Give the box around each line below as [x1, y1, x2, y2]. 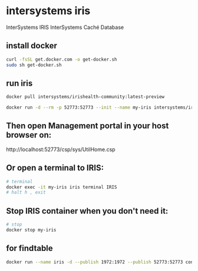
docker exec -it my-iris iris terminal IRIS [6, 184, 117, 190]
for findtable [6, 243, 53, 253]
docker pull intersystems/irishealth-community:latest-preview [6, 94, 165, 100]
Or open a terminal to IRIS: [6, 163, 104, 173]
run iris [6, 78, 33, 88]
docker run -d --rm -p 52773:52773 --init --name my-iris [6, 105, 151, 110]
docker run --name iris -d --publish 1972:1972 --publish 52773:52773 [6, 259, 183, 265]
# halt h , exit [6, 190, 46, 195]
